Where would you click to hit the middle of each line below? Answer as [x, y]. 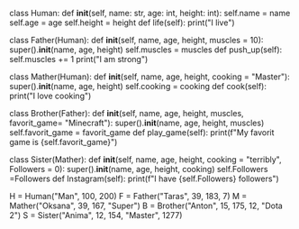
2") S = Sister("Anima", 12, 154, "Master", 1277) [96, 215]
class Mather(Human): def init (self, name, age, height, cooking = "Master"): [149, 77]
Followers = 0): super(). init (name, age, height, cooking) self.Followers [139, 169]
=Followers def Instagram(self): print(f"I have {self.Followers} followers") [144, 179]
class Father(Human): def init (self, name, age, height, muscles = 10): [136, 40]
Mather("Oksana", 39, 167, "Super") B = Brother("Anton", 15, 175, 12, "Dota [146, 206]
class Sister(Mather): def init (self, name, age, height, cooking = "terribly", [145, 160]
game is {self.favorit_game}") [63, 142]
